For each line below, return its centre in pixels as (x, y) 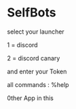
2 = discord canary (34, 58)
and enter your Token (37, 71)
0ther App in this (31, 98)
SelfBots (32, 13)
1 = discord (23, 45)
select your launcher (36, 32)
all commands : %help (38, 84)
